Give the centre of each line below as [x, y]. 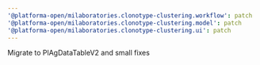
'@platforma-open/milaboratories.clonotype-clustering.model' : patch [125, 23]
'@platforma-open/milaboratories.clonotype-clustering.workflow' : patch [130, 15]
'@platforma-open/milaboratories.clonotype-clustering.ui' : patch [119, 30]
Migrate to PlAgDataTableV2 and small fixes [78, 53]
